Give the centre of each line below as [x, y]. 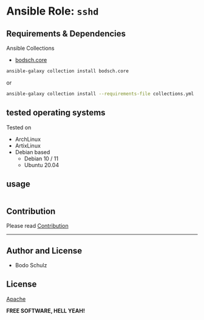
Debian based [32, 152]
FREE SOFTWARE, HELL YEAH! [46, 310]
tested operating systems [56, 113]
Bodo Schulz [31, 265]
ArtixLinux [28, 145]
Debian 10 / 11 [41, 158]
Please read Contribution [37, 226]
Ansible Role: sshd [53, 11]
